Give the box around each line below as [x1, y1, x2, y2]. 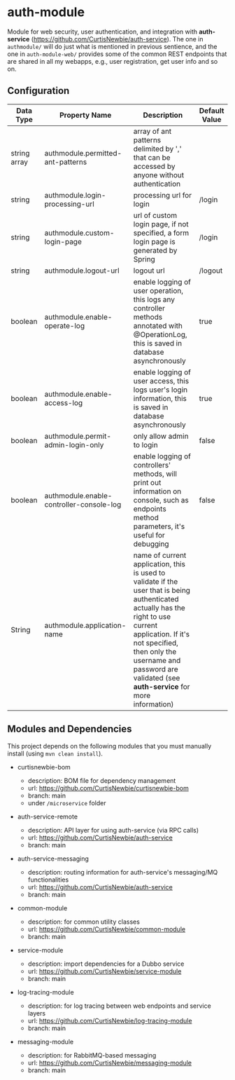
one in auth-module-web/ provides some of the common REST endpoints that [7, 50, 227, 58]
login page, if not [133, 219, 189, 228]
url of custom [133, 210, 177, 220]
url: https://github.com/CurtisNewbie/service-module [27, 966, 182, 975]
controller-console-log [44, 499, 122, 509]
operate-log [44, 320, 85, 330]
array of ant [133, 126, 172, 136]
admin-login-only [44, 439, 104, 449]
